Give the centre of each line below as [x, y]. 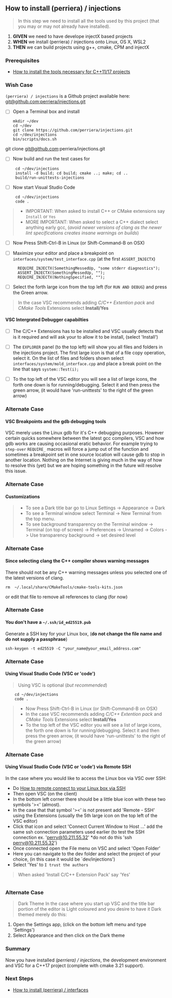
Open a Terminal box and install [46, 112]
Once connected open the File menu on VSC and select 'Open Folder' [87, 848]
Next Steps [20, 978]
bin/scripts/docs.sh [35, 139]
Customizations [23, 496]
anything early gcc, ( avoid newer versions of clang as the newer [94, 227]
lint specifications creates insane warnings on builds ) [82, 233]
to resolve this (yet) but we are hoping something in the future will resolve [83, 466]
